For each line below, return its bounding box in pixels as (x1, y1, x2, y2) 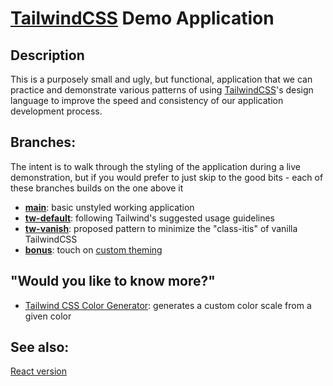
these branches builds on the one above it (10, 182, 184, 194)
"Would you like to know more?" (10, 273, 216, 290)
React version (10, 365, 67, 377)
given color (24, 310, 72, 322)
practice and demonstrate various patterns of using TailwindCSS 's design (10, 84, 314, 96)
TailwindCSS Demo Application (10, 7, 275, 30)
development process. (10, 105, 103, 117)
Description (10, 47, 85, 64)
